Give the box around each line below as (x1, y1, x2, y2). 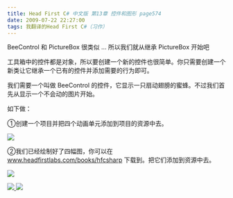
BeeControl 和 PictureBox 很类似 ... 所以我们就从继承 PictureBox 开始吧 (7, 43, 209, 51)
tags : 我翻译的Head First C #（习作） (7, 23, 108, 30)
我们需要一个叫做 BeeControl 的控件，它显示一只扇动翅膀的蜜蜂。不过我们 (7, 81, 219, 90)
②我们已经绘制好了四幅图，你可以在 (7, 147, 113, 156)
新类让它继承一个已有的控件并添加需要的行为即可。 (7, 67, 153, 75)
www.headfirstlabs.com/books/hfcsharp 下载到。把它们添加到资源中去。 (7, 156, 216, 164)
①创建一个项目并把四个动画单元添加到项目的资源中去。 (7, 119, 168, 128)
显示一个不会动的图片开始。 (19, 90, 98, 98)
